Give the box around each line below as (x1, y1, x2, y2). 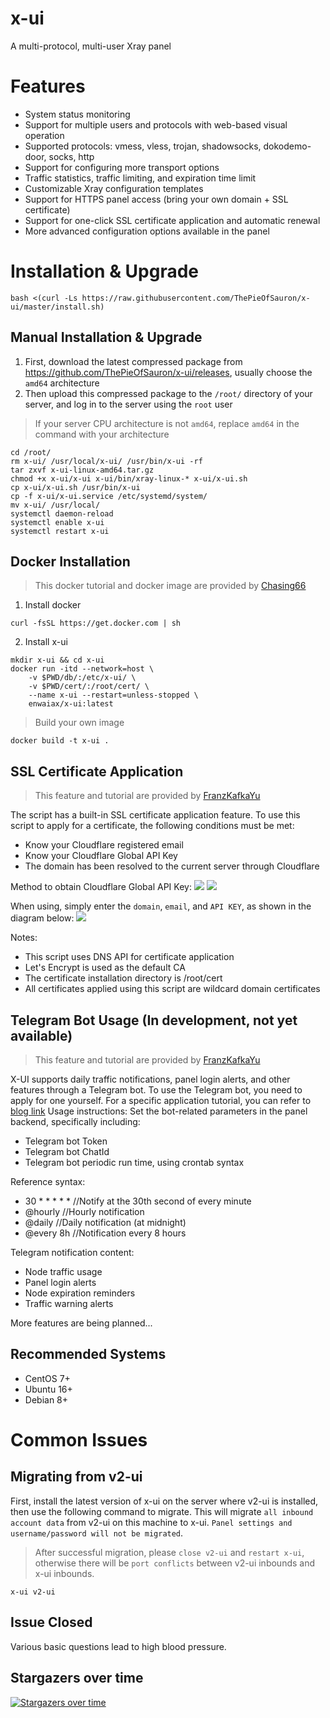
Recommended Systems (10, 1346, 167, 1363)
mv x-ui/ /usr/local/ (10, 500, 101, 510)
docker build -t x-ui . (10, 736, 110, 746)
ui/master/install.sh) (10, 302, 105, 312)
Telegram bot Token (24, 1135, 108, 1147)
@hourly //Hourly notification (24, 1206, 145, 1218)
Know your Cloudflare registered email (24, 839, 184, 851)
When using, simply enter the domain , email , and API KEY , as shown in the (10, 900, 312, 912)
